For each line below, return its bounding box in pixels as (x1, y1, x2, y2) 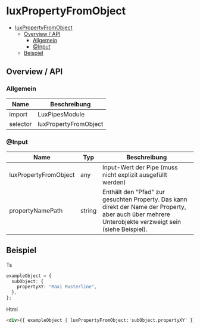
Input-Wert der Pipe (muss (102, 163, 178, 171)
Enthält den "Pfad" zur (102, 187, 165, 196)
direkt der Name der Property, (102, 202, 186, 211)
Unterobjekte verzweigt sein (102, 217, 182, 226)
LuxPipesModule (37, 110, 85, 118)
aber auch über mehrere (102, 210, 171, 219)
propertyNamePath (9, 206, 63, 214)
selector (9, 119, 32, 128)
